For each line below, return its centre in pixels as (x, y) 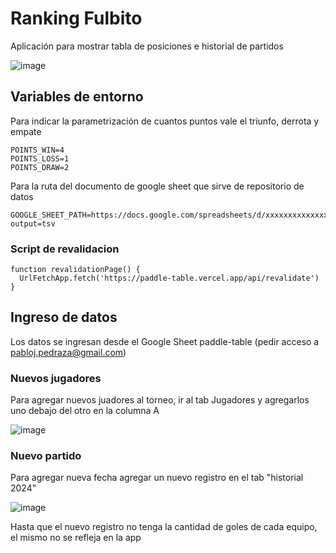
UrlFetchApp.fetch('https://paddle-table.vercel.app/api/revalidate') (169, 278)
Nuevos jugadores (56, 378)
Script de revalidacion (65, 249)
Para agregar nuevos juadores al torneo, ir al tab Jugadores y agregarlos (160, 400)
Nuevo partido (46, 456)
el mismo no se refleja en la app (76, 538)
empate (26, 131)
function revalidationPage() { (75, 270)
